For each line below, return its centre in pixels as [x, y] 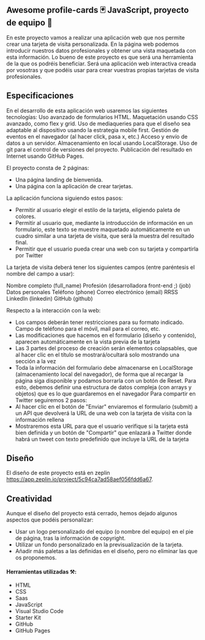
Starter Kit [28, 618]
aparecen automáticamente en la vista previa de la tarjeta [88, 342]
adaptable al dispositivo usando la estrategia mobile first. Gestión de [93, 130]
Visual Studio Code [39, 611]
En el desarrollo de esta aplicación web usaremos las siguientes [87, 110]
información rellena [39, 419]
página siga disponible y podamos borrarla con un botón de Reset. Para [106, 380]
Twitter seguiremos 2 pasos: [51, 400]
